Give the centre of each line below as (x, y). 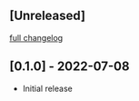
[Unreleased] (48, 16)
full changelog (36, 37)
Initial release (47, 88)
